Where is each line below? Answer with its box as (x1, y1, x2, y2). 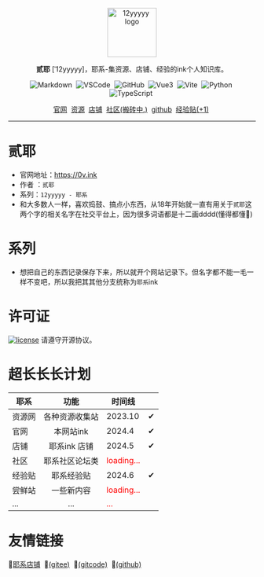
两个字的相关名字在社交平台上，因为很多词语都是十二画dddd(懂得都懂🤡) (19, 209, 253, 219)
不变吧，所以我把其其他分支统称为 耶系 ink (26, 277, 159, 286)
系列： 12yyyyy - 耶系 (19, 189, 88, 199)
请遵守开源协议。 (40, 335, 97, 344)
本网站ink (53, 425, 89, 436)
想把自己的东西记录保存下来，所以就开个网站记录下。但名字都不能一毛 (19, 267, 247, 277)
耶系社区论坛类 (43, 455, 100, 466)
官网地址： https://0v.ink (19, 170, 97, 179)
